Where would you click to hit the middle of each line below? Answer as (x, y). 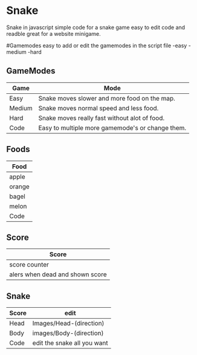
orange (20, 187)
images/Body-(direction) (68, 333)
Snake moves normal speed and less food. (98, 108)
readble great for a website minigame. (53, 33)
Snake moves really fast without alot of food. (102, 118)
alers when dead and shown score (58, 274)
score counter (29, 265)
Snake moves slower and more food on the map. (107, 98)
